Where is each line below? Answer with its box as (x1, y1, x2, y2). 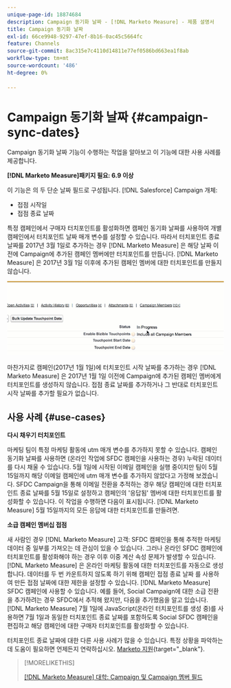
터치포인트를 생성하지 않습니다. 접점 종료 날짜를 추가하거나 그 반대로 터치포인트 (7, 380, 219, 389)
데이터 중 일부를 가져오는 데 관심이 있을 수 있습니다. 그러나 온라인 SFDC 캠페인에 (7, 544, 223, 552)
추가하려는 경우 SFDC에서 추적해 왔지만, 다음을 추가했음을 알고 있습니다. (14, 596, 208, 604)
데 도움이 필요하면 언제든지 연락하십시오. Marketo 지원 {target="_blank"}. (7, 645, 205, 653)
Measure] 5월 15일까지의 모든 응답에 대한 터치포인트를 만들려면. (7, 506, 180, 514)
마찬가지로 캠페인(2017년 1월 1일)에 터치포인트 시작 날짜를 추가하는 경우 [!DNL (7, 363, 217, 372)
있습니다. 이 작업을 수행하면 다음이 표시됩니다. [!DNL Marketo (32, 498, 199, 506)
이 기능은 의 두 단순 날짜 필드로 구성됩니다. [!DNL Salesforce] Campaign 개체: (7, 186, 218, 195)
